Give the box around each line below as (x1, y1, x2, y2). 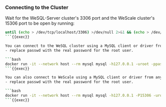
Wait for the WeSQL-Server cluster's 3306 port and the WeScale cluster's (5, 15, 155, 21)
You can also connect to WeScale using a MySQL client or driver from (5, 75, 154, 80)
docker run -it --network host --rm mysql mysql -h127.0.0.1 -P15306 (5, 93, 152, 98)
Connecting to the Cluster (5, 4, 69, 11)
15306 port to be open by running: (5, 20, 75, 26)
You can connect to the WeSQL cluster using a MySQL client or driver (5, 43, 154, 48)
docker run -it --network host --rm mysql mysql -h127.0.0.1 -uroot (5, 61, 149, 67)
